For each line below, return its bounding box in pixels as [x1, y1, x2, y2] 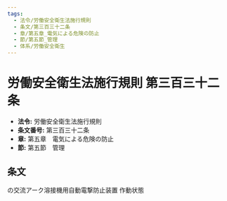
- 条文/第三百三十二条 [13, 23, 70, 30]
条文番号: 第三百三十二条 [17, 125, 90, 134]
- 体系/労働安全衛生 [13, 43, 65, 50]
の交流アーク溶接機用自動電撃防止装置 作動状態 [7, 186, 145, 194]
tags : [7, 10, 23, 18]
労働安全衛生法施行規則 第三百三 [7, 75, 195, 91]
